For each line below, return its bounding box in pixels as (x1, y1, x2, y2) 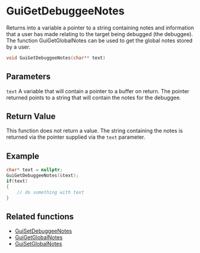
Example (6, 151, 40, 161)
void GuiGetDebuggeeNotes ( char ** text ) (6, 55, 106, 61)
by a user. (6, 43, 31, 50)
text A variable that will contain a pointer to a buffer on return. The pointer (6, 87, 190, 94)
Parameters (6, 72, 51, 82)
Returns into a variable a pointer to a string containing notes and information (6, 24, 195, 31)
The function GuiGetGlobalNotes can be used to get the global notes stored (6, 37, 193, 44)
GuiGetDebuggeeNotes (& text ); (6, 172, 79, 178)
